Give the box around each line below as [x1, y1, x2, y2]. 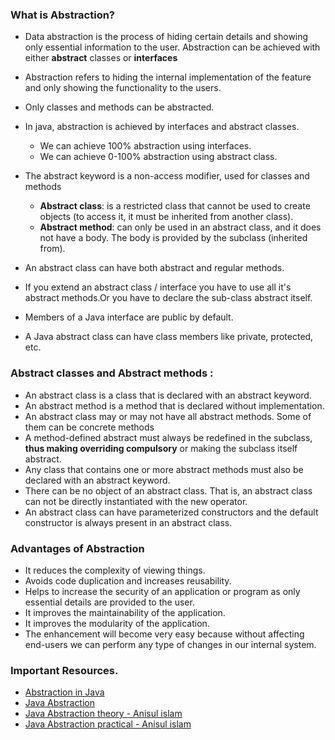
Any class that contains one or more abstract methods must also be [24, 463, 304, 475]
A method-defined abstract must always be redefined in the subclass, [24, 431, 313, 443]
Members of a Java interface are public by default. [24, 311, 234, 323]
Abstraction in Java [24, 686, 105, 698]
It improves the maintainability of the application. [24, 606, 226, 618]
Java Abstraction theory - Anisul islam [24, 708, 183, 720]
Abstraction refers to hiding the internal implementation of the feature [24, 71, 312, 83]
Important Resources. [10, 663, 119, 677]
